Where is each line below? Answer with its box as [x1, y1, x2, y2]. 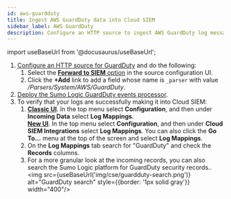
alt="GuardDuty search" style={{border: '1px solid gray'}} [27, 178, 190, 186]
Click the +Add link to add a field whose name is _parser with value [27, 76, 219, 84]
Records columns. [27, 149, 80, 157]
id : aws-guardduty [7, 10, 60, 17]
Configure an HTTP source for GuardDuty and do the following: [16, 61, 197, 69]
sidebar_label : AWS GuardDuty [7, 23, 94, 30]
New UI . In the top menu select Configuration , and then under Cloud [27, 119, 223, 128]
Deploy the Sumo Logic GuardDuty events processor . [16, 91, 168, 99]
